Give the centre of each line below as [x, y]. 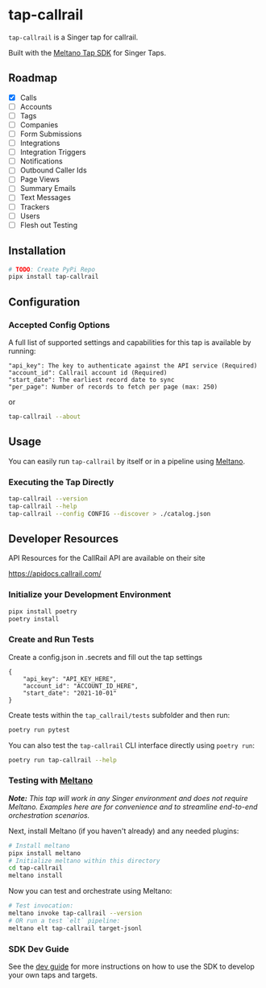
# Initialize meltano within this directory [84, 861]
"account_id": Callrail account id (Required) [88, 372]
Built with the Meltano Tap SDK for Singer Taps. [87, 52]
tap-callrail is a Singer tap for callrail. [73, 37]
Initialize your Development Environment [90, 595]
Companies [39, 125]
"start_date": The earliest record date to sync [91, 380]
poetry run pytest [39, 730]
